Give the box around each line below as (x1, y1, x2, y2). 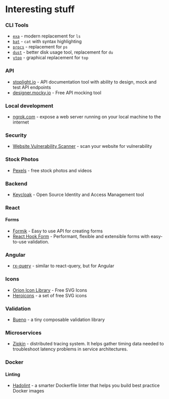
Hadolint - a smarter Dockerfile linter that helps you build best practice (12, 382, 160, 388)
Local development (5, 102, 54, 109)
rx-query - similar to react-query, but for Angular (12, 263, 115, 269)
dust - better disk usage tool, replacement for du (12, 49, 113, 55)
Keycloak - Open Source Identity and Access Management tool (12, 191, 144, 197)
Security (5, 132, 27, 139)
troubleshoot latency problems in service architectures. (12, 346, 128, 352)
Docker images (12, 388, 45, 394)
